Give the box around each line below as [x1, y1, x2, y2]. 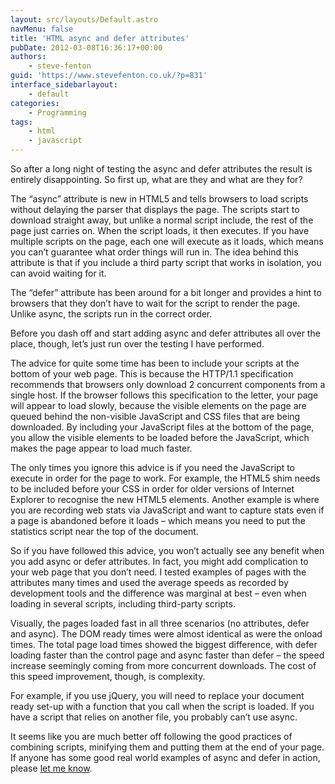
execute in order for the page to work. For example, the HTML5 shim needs [10, 472, 321, 484]
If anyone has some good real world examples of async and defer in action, [10, 752, 321, 763]
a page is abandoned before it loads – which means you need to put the [10, 515, 306, 526]
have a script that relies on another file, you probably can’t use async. [10, 711, 298, 723]
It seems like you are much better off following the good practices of [10, 731, 293, 742]
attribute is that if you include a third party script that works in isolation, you [10, 257, 322, 268]
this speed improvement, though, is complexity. [10, 671, 206, 682]
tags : [10, 117, 33, 127]
